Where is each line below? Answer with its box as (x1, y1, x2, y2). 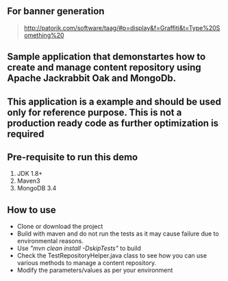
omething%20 (23, 31, 64, 39)
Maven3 (16, 177, 40, 185)
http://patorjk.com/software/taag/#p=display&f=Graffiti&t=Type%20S (23, 23, 220, 32)
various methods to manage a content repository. (16, 259, 156, 267)
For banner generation (7, 5, 105, 17)
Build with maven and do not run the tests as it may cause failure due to (16, 229, 219, 238)
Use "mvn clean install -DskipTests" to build (16, 244, 142, 253)
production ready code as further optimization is (7, 117, 219, 129)
